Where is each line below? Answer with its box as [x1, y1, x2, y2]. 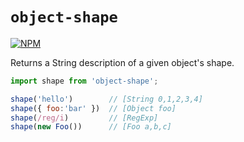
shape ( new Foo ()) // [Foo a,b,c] [10, 122, 172, 132]
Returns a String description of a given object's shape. [10, 56, 235, 68]
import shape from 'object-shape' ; [10, 76, 159, 86]
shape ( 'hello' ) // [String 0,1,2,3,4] [10, 94, 203, 104]
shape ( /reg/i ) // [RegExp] [10, 113, 159, 123]
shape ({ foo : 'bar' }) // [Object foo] [10, 103, 177, 113]
